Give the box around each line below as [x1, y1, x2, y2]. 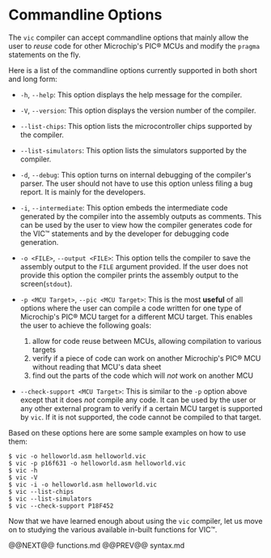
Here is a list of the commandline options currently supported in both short [8, 65, 257, 75]
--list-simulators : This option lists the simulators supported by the [19, 145, 247, 155]
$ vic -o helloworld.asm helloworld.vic [8, 452, 147, 460]
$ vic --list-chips [8, 487, 74, 496]
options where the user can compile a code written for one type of [19, 303, 242, 313]
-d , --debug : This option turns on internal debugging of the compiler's [19, 170, 252, 179]
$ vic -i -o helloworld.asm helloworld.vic [8, 480, 158, 488]
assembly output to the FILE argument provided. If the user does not [19, 261, 248, 271]
